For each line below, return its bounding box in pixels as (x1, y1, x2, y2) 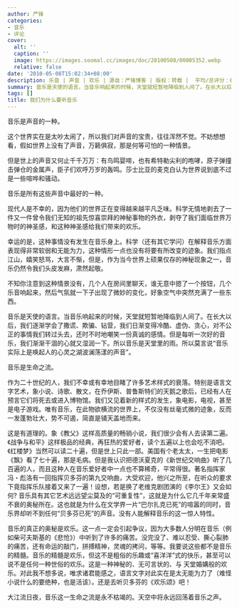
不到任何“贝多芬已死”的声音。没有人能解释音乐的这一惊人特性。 (31, 509, 219, 517)
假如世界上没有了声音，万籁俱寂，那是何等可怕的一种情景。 (19, 141, 194, 150)
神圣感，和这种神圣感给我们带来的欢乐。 (26, 222, 144, 230)
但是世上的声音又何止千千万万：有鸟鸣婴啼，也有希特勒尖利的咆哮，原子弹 (7, 156, 225, 165)
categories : (7, 17, 43, 24)
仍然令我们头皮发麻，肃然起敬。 (13, 264, 107, 272)
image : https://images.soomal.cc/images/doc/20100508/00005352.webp (14, 57, 221, 64)
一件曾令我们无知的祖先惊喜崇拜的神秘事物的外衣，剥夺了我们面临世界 (19, 213, 225, 222)
